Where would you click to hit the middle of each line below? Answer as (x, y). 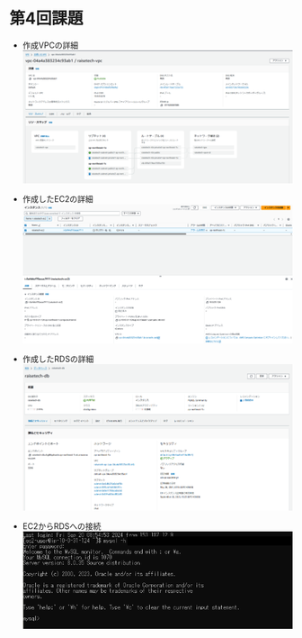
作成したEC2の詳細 (58, 198)
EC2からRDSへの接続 (62, 526)
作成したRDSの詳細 (58, 359)
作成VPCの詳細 (50, 45)
